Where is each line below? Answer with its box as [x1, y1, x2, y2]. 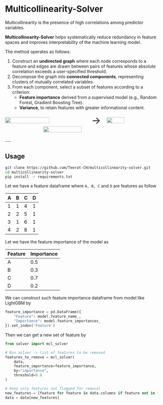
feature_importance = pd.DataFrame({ [5, 310, 81, 314]
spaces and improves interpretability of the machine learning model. [5, 39, 142, 45]
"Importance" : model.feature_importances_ [14, 319, 101, 324]
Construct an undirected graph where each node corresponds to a [12, 58, 147, 64]
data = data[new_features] [5, 395, 60, 400]
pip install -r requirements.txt [5, 174, 73, 179]
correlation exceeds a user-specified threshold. [12, 68, 107, 74]
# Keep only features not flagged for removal [5, 386, 101, 391]
